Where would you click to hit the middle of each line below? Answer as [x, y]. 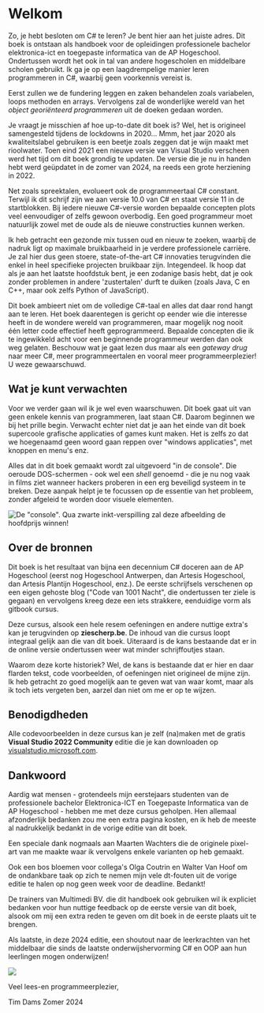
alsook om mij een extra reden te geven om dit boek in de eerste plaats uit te [132, 916]
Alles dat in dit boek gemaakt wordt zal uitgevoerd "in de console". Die [123, 465]
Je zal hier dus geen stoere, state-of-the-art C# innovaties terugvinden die [130, 256]
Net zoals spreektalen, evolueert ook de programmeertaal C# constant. [124, 191]
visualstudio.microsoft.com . [53, 750]
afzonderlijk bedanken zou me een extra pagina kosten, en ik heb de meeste [132, 820]
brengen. [23, 924]
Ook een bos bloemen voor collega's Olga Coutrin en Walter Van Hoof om [128, 867]
